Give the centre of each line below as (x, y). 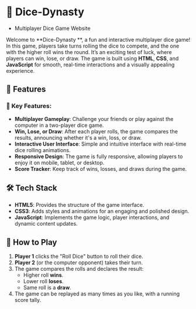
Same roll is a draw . (47, 288)
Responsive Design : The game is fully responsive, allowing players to (99, 156)
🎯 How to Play (32, 242)
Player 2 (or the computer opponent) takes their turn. (79, 263)
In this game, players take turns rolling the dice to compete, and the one (93, 46)
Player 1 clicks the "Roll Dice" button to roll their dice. (79, 256)
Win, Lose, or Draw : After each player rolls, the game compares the (96, 131)
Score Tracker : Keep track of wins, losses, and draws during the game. (101, 169)
